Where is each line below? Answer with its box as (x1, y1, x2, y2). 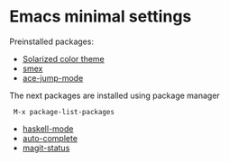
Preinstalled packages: (9, 36, 95, 47)
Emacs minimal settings (9, 6, 192, 27)
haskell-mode (22, 123, 74, 134)
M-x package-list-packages (13, 107, 115, 116)
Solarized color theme (22, 53, 105, 64)
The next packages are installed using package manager (9, 90, 221, 101)
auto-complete (22, 132, 78, 143)
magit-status (22, 142, 70, 153)
